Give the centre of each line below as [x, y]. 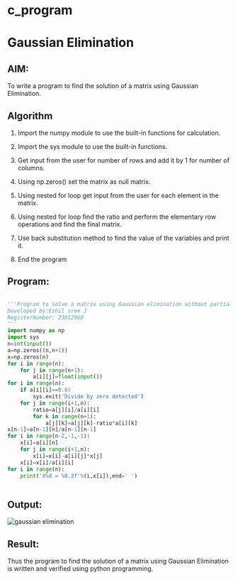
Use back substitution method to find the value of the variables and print [123, 238]
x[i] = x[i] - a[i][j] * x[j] [68, 456]
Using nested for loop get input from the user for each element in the [118, 195]
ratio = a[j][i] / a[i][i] [66, 410]
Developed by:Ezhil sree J [47, 311]
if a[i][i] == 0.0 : [46, 390]
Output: [25, 504]
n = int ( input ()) [30, 344]
